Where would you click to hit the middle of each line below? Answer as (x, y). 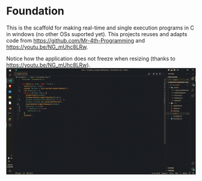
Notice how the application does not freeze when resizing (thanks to (91, 58)
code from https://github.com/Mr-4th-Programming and (76, 40)
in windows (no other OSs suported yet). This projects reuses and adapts (97, 34)
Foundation (35, 11)
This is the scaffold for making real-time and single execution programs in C (100, 28)
